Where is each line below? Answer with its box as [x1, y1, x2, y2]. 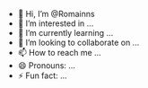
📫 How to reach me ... [17, 48, 101, 57]
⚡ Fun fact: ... [17, 70, 67, 81]
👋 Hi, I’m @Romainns [17, 9, 96, 19]
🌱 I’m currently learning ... [17, 28, 114, 38]
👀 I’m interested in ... [17, 18, 94, 29]
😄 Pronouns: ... [17, 60, 76, 71]
